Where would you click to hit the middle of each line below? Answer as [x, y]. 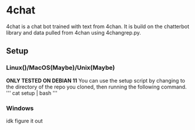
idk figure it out [24, 121]
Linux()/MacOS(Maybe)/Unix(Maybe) [60, 68]
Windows [20, 108]
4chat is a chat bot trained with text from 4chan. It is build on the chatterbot [98, 26]
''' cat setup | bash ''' [32, 93]
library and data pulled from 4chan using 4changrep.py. [74, 32]
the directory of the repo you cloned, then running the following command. [96, 87]
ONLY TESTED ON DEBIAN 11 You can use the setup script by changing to [96, 80]
